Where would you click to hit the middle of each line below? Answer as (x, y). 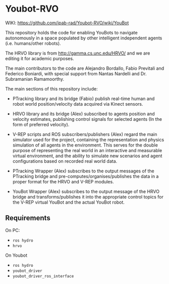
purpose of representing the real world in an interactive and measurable (87, 150)
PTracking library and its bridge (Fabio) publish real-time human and (83, 99)
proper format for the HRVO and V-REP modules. (63, 181)
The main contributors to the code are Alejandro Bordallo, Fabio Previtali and (85, 68)
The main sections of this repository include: (51, 88)
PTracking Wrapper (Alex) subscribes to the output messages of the (83, 171)
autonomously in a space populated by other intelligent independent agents (84, 38)
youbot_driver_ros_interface (43, 276)
